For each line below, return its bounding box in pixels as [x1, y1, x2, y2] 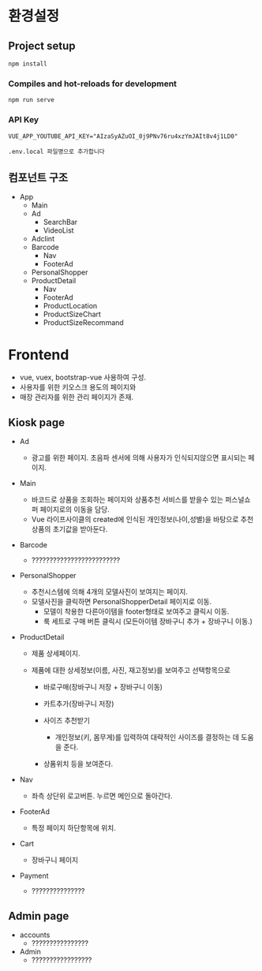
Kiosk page [8, 416, 65, 429]
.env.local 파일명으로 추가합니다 [8, 148, 105, 155]
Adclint [31, 234, 55, 244]
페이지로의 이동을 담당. [39, 505, 110, 514]
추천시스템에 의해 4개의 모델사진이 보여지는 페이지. [31, 587, 188, 596]
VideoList [43, 226, 74, 235]
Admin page [8, 909, 69, 923]
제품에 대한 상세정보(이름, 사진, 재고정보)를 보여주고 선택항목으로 [31, 666, 231, 675]
